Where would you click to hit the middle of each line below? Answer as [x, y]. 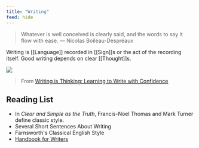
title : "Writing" [28, 12]
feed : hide [20, 17]
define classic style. [39, 120]
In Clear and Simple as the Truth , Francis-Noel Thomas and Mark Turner [104, 114]
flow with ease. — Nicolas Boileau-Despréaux [77, 40]
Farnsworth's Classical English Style [59, 133]
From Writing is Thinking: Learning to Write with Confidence [94, 81]
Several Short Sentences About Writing [63, 127]
